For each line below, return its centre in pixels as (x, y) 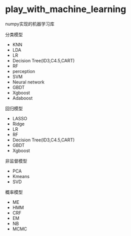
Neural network (28, 82)
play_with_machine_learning (66, 9)
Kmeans (21, 176)
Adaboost (22, 98)
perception (23, 71)
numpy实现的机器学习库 (30, 24)
